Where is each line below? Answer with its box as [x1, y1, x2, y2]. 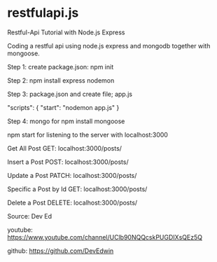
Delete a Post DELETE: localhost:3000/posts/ [7, 198, 138, 207]
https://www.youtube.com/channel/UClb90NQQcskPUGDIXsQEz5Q [7, 233, 203, 241]
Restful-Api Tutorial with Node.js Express [7, 28, 125, 36]
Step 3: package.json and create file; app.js [7, 90, 133, 98]
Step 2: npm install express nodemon [7, 76, 115, 85]
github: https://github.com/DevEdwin [7, 247, 114, 255]
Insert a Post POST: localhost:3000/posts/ [7, 158, 129, 166]
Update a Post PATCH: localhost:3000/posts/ [7, 171, 137, 179]
